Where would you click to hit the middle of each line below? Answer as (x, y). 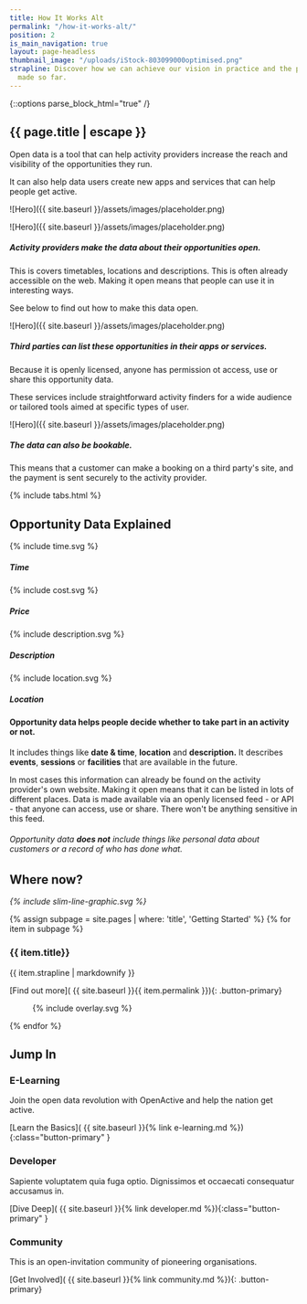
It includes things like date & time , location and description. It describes (146, 752)
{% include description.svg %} (67, 634)
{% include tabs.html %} (56, 495)
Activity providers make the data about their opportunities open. (135, 248)
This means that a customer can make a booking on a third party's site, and (152, 468)
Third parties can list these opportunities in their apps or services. (138, 346)
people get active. (43, 191)
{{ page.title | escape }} (78, 132)
